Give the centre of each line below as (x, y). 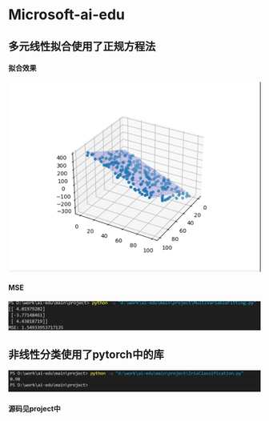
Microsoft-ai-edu (67, 15)
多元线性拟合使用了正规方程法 (82, 46)
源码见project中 (35, 408)
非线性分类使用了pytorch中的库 (86, 355)
